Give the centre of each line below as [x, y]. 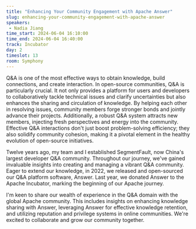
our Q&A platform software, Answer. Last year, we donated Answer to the [95, 177]
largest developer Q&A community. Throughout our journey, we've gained [96, 158]
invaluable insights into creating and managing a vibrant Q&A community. [95, 164]
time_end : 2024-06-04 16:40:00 [45, 39]
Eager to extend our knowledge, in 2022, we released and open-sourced [94, 171]
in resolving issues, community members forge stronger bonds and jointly [96, 109]
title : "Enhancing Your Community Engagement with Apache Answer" [89, 12]
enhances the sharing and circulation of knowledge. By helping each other [97, 103]
